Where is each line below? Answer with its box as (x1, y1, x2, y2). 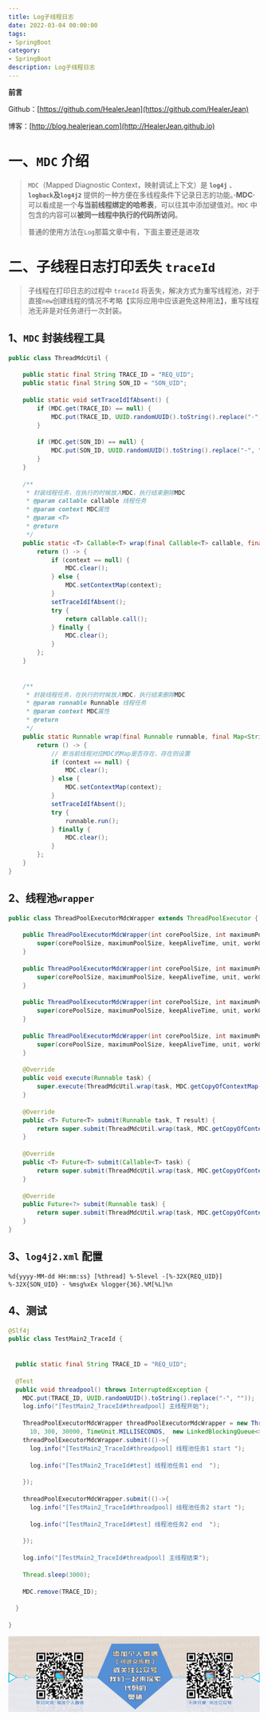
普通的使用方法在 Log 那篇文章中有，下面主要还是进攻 (27, 227, 200, 236)
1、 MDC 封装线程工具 (8, 331, 105, 345)
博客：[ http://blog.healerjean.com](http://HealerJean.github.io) (8, 121, 215, 131)
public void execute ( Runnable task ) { (22, 1074, 152, 1082)
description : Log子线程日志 (8, 64, 96, 72)
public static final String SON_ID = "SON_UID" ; (22, 379, 187, 387)
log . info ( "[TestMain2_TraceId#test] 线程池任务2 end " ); (29, 1520, 221, 1528)
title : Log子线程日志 (8, 13, 74, 21)
